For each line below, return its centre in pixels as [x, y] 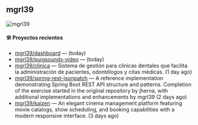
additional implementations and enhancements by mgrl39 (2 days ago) [101, 97]
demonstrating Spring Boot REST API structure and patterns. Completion [103, 84]
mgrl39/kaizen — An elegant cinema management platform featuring [98, 103]
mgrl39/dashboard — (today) [50, 53]
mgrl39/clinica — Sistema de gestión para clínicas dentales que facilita [101, 66]
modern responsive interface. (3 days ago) [67, 116]
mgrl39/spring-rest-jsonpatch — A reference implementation [89, 78]
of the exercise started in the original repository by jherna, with [91, 91]
